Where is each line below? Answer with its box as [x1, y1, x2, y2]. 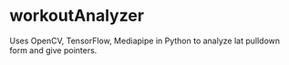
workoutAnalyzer [9, 5, 144, 26]
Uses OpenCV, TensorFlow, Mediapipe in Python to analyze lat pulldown [9, 35, 281, 46]
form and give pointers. [9, 44, 98, 55]
